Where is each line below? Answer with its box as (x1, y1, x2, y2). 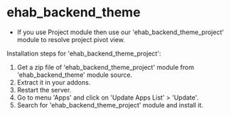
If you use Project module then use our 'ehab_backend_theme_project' (16, 28, 225, 36)
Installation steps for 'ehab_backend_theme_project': (6, 49, 161, 58)
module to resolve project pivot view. (16, 35, 125, 43)
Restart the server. (16, 85, 72, 94)
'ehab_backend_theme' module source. (16, 70, 133, 79)
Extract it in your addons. (16, 78, 91, 86)
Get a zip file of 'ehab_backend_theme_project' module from (16, 63, 195, 71)
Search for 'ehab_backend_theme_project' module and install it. (16, 100, 204, 109)
